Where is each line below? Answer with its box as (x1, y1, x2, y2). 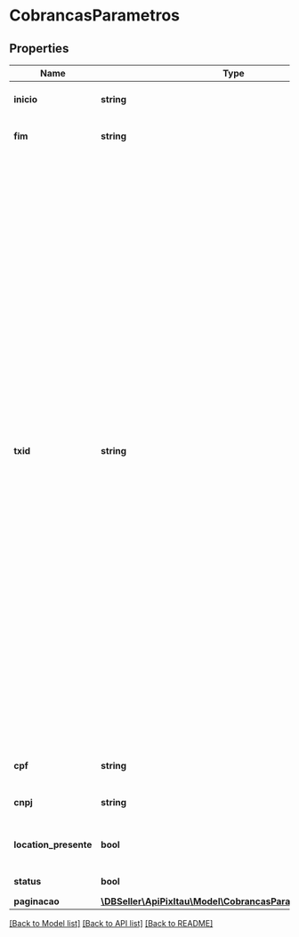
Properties (9, 41, 69, 56)
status (13, 876, 42, 887)
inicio (13, 93, 38, 105)
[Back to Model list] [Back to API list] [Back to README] (9, 918, 214, 928)
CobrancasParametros (9, 5, 181, 26)
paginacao (13, 895, 60, 908)
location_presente (13, 838, 93, 851)
